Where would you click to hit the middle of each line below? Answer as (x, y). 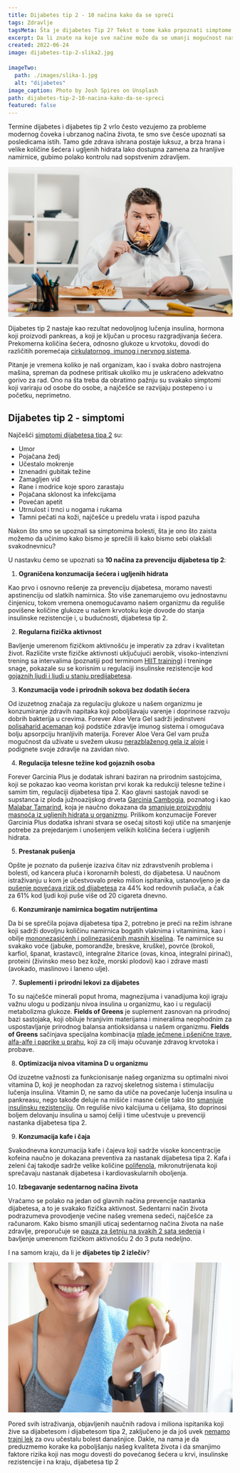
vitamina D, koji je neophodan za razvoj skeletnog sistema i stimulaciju (111, 1085)
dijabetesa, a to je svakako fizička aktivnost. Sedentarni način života (108, 1208)
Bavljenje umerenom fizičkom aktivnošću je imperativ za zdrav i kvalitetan (116, 645)
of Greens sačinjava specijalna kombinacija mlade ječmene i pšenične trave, (120, 1035)
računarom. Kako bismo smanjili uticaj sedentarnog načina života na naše (116, 1224)
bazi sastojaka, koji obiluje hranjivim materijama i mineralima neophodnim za (120, 1019)
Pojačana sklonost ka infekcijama (67, 494)
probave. (21, 1050)
